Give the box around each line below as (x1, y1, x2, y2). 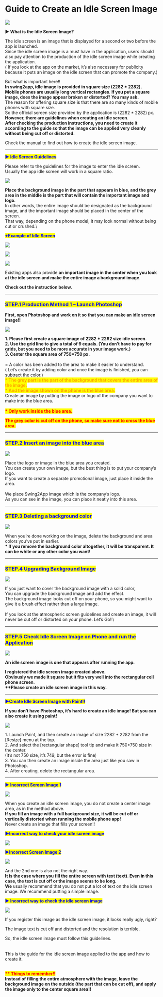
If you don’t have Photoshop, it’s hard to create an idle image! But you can (5, 708, 157, 714)
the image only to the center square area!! (5, 986, 91, 992)
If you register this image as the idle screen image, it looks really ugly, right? (5, 917, 157, 922)
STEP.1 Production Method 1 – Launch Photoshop (5, 301, 122, 307)
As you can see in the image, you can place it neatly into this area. (5, 496, 137, 502)
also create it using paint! (5, 713, 57, 719)
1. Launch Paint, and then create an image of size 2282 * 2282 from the (5, 732, 149, 738)
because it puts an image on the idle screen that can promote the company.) (5, 69, 158, 75)
